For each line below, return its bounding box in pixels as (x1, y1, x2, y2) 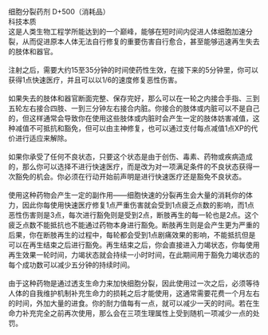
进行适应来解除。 (14, 133, 72, 143)
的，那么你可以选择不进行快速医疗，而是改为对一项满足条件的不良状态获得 (8, 162, 253, 171)
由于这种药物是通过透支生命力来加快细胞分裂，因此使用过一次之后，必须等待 (8, 278, 260, 288)
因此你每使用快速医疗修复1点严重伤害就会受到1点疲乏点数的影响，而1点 (22, 200, 255, 210)
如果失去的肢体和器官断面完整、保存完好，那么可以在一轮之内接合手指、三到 (8, 93, 260, 103)
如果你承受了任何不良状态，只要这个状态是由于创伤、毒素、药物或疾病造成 (8, 152, 253, 161)
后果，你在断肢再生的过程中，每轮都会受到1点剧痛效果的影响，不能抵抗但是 (8, 231, 256, 239)
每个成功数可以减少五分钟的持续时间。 (8, 260, 134, 270)
